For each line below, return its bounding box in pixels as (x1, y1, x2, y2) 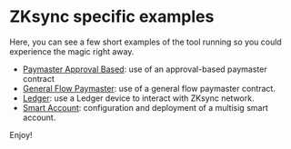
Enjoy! (9, 129, 34, 140)
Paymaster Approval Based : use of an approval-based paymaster (22, 64, 267, 74)
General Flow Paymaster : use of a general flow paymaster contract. (22, 83, 276, 94)
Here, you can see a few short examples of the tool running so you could (9, 36, 282, 47)
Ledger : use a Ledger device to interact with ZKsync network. (22, 93, 255, 104)
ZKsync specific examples (9, 6, 215, 27)
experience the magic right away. (9, 45, 135, 56)
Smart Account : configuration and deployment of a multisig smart (22, 102, 268, 113)
